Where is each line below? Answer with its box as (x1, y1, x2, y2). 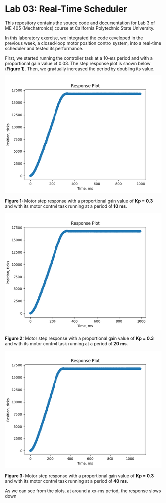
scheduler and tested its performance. (5, 45, 83, 51)
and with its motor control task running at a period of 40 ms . (5, 478, 128, 484)
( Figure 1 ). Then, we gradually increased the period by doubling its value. (5, 66, 155, 72)
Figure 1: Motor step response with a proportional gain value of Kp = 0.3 (5, 198, 153, 204)
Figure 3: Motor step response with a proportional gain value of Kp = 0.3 (5, 473, 154, 479)
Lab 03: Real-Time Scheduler (5, 3, 127, 15)
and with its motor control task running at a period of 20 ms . (5, 340, 128, 346)
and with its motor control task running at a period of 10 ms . (5, 203, 127, 209)
